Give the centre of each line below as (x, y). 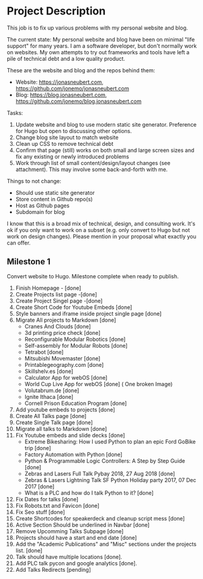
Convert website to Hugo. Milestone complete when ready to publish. (93, 276)
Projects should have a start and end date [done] (76, 537)
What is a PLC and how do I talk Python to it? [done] (89, 493)
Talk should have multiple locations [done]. (69, 557)
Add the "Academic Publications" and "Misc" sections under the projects (106, 544)
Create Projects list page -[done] (56, 294)
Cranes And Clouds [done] (58, 326)
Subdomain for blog (40, 211)
